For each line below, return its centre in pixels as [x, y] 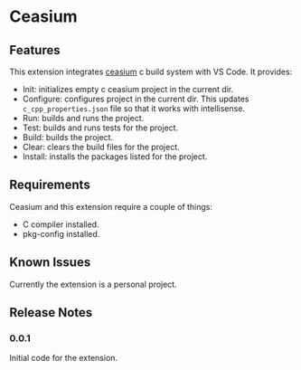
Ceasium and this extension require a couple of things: [111, 206]
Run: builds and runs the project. [83, 118]
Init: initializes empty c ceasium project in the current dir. [128, 89]
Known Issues [50, 263]
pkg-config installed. [61, 233]
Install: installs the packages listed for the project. [115, 157]
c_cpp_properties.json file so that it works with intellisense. [134, 109]
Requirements [50, 185]
